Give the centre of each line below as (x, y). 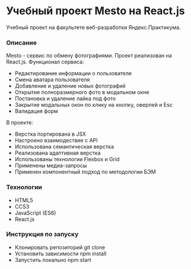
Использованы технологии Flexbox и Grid (67, 159)
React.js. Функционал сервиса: (45, 62)
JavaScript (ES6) (35, 213)
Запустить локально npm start (53, 260)
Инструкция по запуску (42, 234)
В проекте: (20, 123)
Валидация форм (36, 111)
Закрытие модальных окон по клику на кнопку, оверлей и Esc (94, 105)
